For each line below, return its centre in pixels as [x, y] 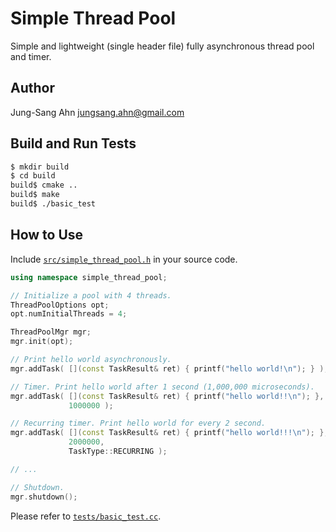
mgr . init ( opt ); [42, 342]
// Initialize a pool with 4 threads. [91, 295]
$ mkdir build [40, 167]
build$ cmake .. [44, 185]
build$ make [35, 195]
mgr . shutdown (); [44, 497]
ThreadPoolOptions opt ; [60, 305]
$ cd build [33, 176]
